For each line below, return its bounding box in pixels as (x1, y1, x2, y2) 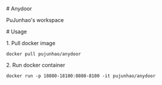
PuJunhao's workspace (6, 17, 64, 23)
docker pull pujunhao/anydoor (6, 51, 82, 57)
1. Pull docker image (6, 40, 55, 46)
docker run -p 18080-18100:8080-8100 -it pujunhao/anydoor (6, 73, 156, 79)
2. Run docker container (6, 62, 66, 68)
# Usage (6, 28, 27, 35)
